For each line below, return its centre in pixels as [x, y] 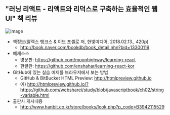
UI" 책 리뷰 [21, 18]
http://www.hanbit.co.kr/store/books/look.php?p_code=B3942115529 [92, 107]
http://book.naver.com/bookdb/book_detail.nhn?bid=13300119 [85, 47]
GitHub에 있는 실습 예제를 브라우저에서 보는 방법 [60, 72]
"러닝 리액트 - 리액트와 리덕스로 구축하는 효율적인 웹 [81, 9]
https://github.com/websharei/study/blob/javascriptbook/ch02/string [92, 90]
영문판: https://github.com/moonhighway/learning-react [78, 59]
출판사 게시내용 [28, 101]
